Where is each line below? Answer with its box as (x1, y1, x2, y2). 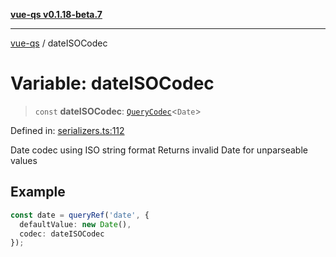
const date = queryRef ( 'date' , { (10, 210, 150, 220)
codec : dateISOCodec (19, 229, 105, 239)
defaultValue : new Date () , (19, 219, 132, 229)
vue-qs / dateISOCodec (10, 37, 108, 49)
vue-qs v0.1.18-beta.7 (10, 9, 103, 20)
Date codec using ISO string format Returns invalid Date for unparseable (10, 144, 308, 156)
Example (10, 184, 66, 201)
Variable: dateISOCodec (10, 72, 215, 95)
